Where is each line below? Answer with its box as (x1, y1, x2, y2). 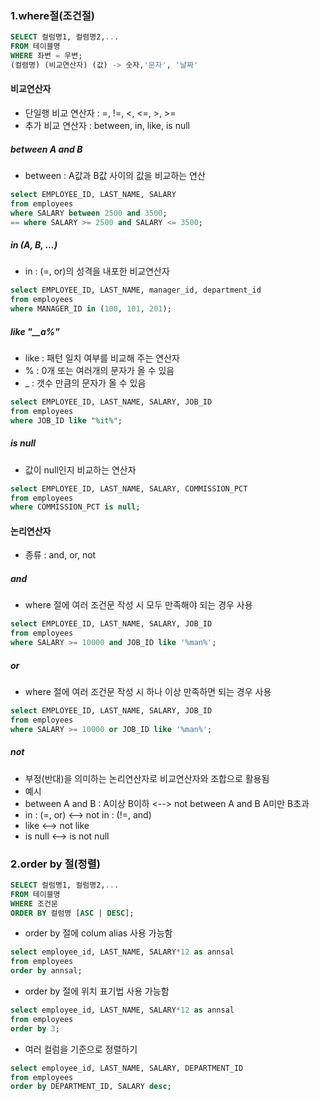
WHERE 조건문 (10, 898, 58, 909)
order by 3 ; (10, 1023, 60, 1034)
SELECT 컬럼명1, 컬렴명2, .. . (10, 32, 120, 42)
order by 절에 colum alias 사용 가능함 (24, 927, 173, 939)
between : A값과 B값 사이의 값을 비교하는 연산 (24, 169, 206, 181)
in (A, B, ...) (10, 239, 58, 251)
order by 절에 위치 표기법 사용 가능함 (24, 985, 170, 997)
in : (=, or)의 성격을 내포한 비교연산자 (24, 265, 170, 277)
